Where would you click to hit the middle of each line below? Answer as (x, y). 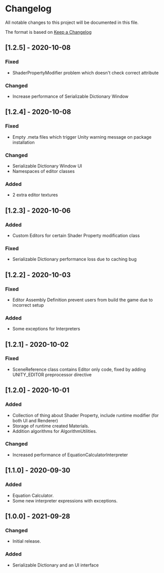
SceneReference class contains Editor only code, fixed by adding (79, 369)
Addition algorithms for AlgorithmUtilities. (55, 431)
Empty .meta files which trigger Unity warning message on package (82, 137)
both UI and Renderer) (35, 420)
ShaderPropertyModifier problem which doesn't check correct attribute (85, 73)
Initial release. (27, 541)
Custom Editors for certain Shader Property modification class (76, 235)
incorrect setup (28, 305)
